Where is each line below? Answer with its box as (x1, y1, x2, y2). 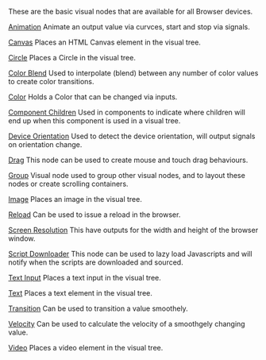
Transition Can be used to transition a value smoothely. (8, 304, 188, 313)
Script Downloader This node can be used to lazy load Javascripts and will (8, 250, 253, 258)
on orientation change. (8, 140, 83, 149)
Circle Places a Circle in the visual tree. (8, 53, 137, 62)
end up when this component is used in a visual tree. (8, 116, 181, 126)
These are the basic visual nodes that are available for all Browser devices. (8, 7, 253, 16)
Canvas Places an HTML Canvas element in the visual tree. (8, 37, 201, 47)
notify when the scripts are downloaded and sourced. (8, 257, 184, 267)
